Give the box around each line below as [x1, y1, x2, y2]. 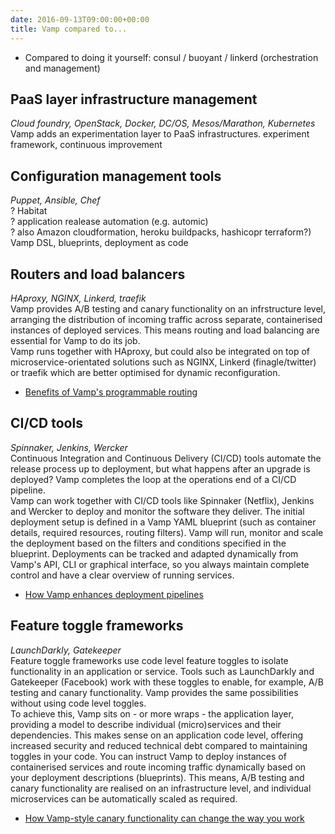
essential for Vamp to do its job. [10, 334, 141, 346]
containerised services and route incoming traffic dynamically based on [10, 761, 307, 773]
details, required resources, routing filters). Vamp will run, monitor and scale [10, 526, 324, 538]
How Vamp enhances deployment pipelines [24, 588, 204, 600]
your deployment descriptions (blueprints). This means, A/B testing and [10, 771, 305, 783]
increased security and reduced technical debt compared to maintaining [10, 739, 308, 751]
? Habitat [10, 205, 48, 217]
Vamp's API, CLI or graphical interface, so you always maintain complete [10, 558, 310, 570]
